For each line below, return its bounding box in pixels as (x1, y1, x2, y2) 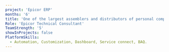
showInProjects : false (5, 30, 53, 35)
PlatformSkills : (5, 35, 39, 40)
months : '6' (5, 12, 30, 17)
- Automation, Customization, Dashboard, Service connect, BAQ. (10, 40, 147, 45)
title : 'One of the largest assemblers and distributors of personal (5, 16, 154, 21)
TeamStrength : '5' (5, 26, 44, 31)
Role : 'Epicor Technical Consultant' (5, 21, 84, 26)
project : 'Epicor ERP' (5, 7, 53, 12)
